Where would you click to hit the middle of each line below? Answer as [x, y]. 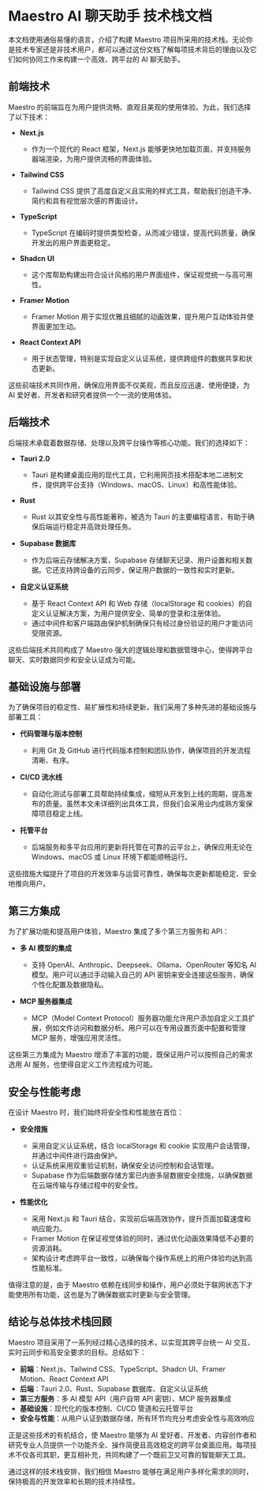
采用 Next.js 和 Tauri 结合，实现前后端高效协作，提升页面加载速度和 [141, 1219]
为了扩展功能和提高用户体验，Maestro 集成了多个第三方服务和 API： [119, 931]
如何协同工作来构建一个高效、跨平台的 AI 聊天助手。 [100, 59]
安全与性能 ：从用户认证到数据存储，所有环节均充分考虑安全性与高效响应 [137, 1418]
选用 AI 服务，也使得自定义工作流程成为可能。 [83, 1065]
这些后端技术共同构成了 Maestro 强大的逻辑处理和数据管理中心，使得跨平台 [131, 649]
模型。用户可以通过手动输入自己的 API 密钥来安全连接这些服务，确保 [142, 975]
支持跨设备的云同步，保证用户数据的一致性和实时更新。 [149, 569]
